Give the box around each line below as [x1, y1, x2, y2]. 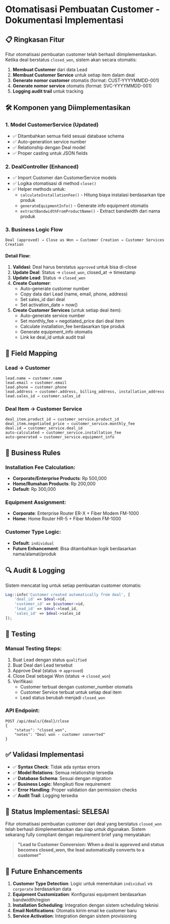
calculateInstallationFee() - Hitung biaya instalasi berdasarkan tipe [20, 192, 165, 198]
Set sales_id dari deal [20, 296, 65, 303]
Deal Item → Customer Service [5, 405, 82, 412]
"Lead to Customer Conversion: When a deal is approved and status [17, 842, 164, 848]
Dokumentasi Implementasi [5, 14, 124, 26]
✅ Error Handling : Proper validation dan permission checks [12, 787, 137, 793]
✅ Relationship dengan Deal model [12, 144, 86, 151]
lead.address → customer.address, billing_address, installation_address [5, 389, 165, 395]
